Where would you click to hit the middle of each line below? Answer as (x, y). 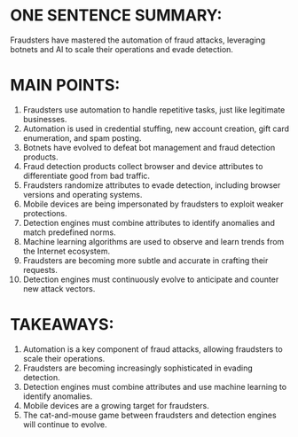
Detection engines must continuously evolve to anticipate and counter (151, 279)
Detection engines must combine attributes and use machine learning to (155, 386)
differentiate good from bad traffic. (86, 176)
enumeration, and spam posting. (82, 137)
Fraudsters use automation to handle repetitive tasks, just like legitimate (154, 109)
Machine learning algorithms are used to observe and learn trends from (153, 241)
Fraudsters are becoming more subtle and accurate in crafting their (145, 260)
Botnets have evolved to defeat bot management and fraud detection (149, 147)
